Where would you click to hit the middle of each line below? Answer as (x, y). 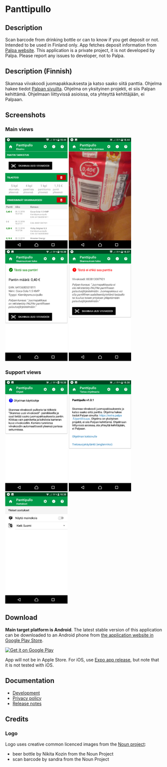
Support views (23, 372)
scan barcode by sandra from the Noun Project (61, 759)
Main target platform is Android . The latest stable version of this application (84, 629)
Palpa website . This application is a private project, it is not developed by (80, 50)
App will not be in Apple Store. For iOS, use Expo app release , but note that (82, 659)
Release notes (27, 703)
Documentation (30, 681)
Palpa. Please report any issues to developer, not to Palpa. (65, 56)
